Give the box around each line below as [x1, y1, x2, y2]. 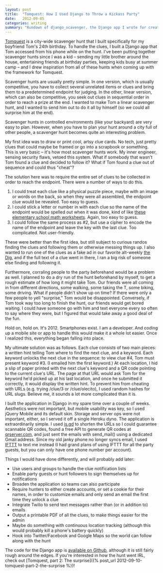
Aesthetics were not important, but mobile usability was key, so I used [5, 406, 145, 411]
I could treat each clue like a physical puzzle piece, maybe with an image [12, 189, 158, 195]
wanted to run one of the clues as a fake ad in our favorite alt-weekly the [5, 249, 150, 255]
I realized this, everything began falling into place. [5, 335, 105, 341]
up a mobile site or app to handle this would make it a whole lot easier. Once [5, 330, 157, 336]
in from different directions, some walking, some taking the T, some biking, [5, 285, 154, 291]
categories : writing [5, 20, 47, 26]
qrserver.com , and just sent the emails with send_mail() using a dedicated [5, 431, 153, 437]
